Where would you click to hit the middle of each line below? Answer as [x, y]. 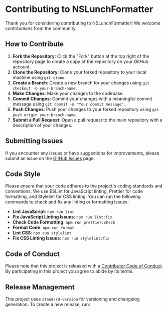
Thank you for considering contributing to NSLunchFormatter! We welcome [83, 23]
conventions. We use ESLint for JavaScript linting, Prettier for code [74, 191]
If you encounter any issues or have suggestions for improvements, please [82, 153]
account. [22, 66]
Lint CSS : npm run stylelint [42, 233]
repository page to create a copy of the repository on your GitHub [80, 61]
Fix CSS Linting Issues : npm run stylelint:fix [61, 238]
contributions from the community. [41, 28]
